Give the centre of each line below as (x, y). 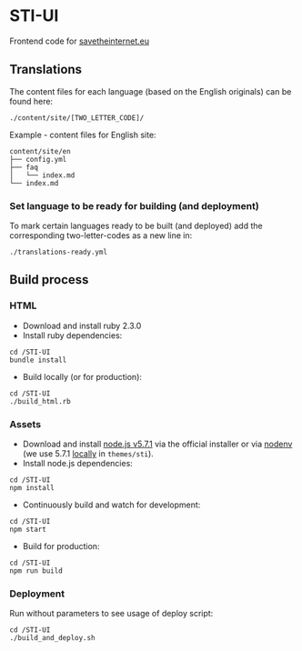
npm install (32, 488)
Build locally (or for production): (82, 376)
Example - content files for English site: (83, 135)
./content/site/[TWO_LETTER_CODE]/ (77, 118)
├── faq (24, 167)
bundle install (38, 360)
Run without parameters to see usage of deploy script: (111, 614)
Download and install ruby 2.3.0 (82, 325)
